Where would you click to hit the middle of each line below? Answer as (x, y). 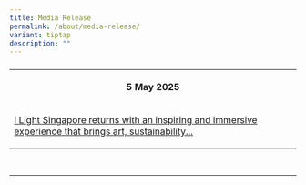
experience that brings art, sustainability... (104, 131)
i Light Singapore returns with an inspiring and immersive (136, 120)
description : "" (40, 43)
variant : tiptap (40, 35)
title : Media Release (51, 18)
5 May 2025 (153, 87)
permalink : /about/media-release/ (75, 26)
